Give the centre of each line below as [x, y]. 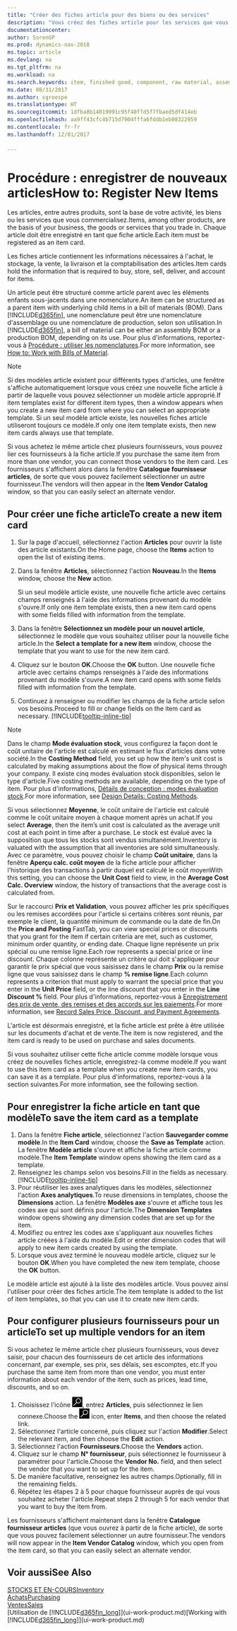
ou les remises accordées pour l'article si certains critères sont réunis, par [115, 914]
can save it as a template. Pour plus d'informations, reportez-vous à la [109, 1077]
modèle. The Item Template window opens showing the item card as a [119, 1157]
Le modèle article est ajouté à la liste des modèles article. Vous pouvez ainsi [118, 1284]
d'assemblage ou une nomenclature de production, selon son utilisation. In [115, 323]
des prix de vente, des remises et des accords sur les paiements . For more [115, 1004]
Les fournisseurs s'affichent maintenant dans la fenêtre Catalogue [104, 1520]
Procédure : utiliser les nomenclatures [83, 345]
